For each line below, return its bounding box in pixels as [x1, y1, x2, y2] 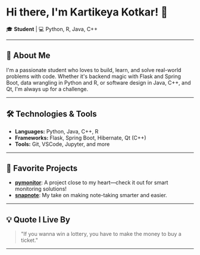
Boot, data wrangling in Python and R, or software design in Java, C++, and [6, 79, 192, 86]
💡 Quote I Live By [6, 214, 70, 225]
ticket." [20, 237, 39, 244]
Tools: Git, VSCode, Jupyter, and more [14, 140, 110, 148]
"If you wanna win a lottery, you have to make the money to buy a [20, 231, 182, 238]
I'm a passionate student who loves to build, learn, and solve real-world [6, 66, 182, 73]
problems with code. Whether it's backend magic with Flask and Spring [6, 73, 182, 80]
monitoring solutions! [14, 185, 67, 192]
